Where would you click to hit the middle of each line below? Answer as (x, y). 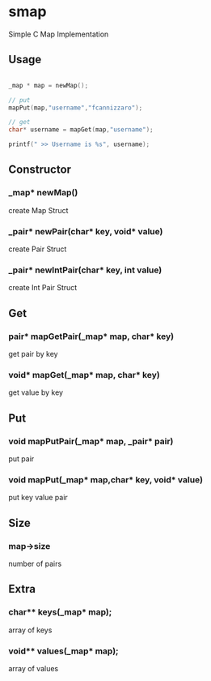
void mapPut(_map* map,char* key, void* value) (106, 479)
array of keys (30, 630)
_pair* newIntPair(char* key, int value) (85, 270)
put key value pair (38, 498)
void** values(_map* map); (63, 651)
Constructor (40, 170)
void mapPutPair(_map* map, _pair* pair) (91, 441)
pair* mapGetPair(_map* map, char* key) (91, 336)
